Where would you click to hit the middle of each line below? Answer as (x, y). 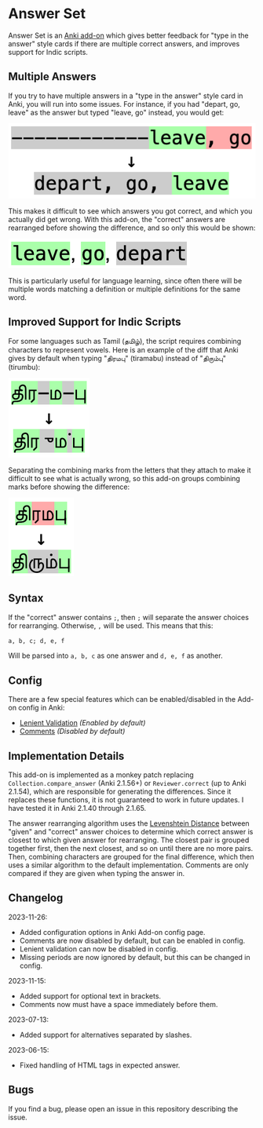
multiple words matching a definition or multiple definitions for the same (124, 289)
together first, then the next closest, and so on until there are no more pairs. (131, 848)
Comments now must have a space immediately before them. (119, 1004)
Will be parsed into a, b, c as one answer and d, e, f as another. (115, 655)
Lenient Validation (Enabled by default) (82, 723)
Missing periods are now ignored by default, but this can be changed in (135, 957)
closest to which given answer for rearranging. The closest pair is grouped (129, 840)
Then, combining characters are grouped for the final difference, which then (131, 857)
